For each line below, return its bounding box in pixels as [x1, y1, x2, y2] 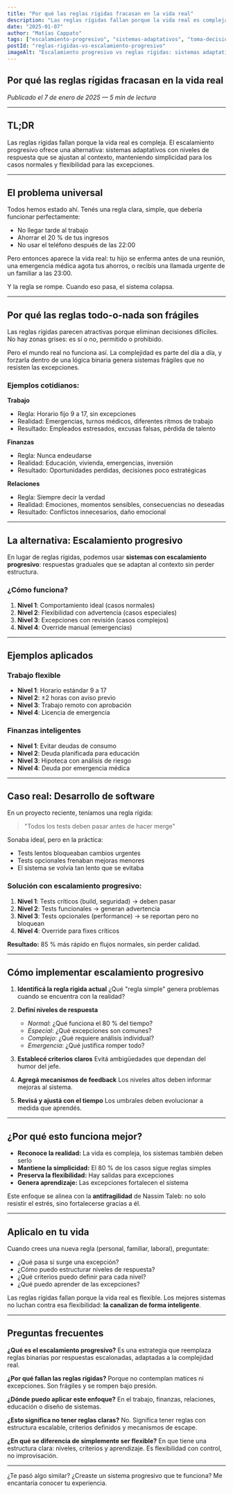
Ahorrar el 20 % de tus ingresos [17, 233, 109, 242]
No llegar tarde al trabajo [17, 226, 89, 235]
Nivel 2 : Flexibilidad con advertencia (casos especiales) [17, 608, 177, 617]
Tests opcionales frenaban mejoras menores [17, 856, 145, 865]
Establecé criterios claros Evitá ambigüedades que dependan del [17, 1055, 206, 1063]
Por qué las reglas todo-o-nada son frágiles [7, 309, 199, 321]
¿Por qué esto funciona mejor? [7, 1130, 143, 1143]
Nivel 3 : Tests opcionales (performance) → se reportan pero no [17, 911, 199, 920]
